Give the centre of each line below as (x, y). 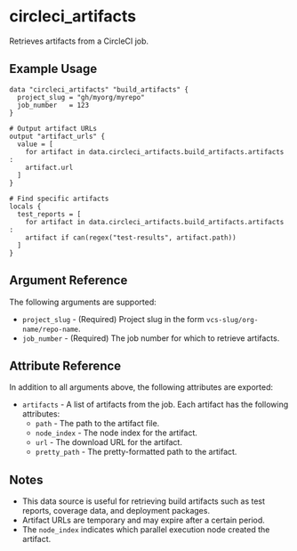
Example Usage (53, 69)
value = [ (35, 144)
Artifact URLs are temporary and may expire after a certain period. (143, 520)
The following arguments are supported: (83, 302)
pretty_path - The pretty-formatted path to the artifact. (136, 452)
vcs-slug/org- (232, 320)
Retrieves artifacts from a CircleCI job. (79, 41)
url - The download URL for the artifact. (108, 442)
